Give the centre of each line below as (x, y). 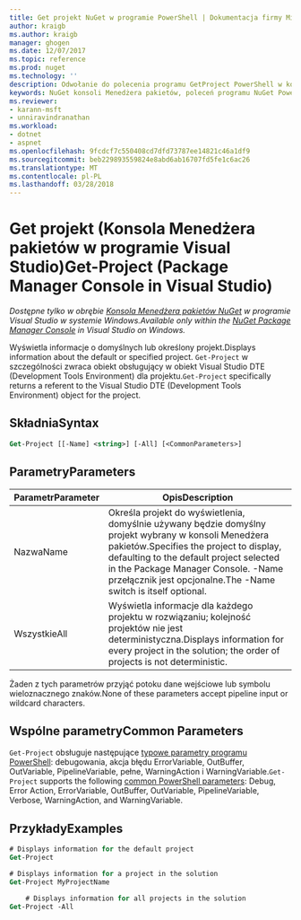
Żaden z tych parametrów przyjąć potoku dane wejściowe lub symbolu (140, 684)
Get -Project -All (42, 907)
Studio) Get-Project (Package (119, 267)
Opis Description (198, 497)
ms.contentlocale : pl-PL (56, 176)
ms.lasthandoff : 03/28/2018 (62, 185)
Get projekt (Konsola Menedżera (132, 229)
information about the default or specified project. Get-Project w (129, 357)
